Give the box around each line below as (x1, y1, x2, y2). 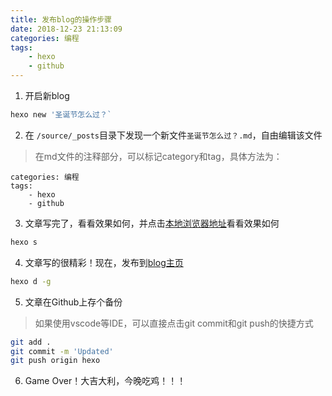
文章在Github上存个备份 (24, 296, 123, 308)
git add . (10, 337, 52, 347)
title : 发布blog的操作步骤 (10, 14, 112, 25)
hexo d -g (10, 276, 52, 286)
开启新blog (24, 90, 70, 101)
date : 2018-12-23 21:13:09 (10, 24, 123, 34)
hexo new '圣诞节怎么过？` (10, 110, 112, 120)
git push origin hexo (10, 356, 101, 366)
